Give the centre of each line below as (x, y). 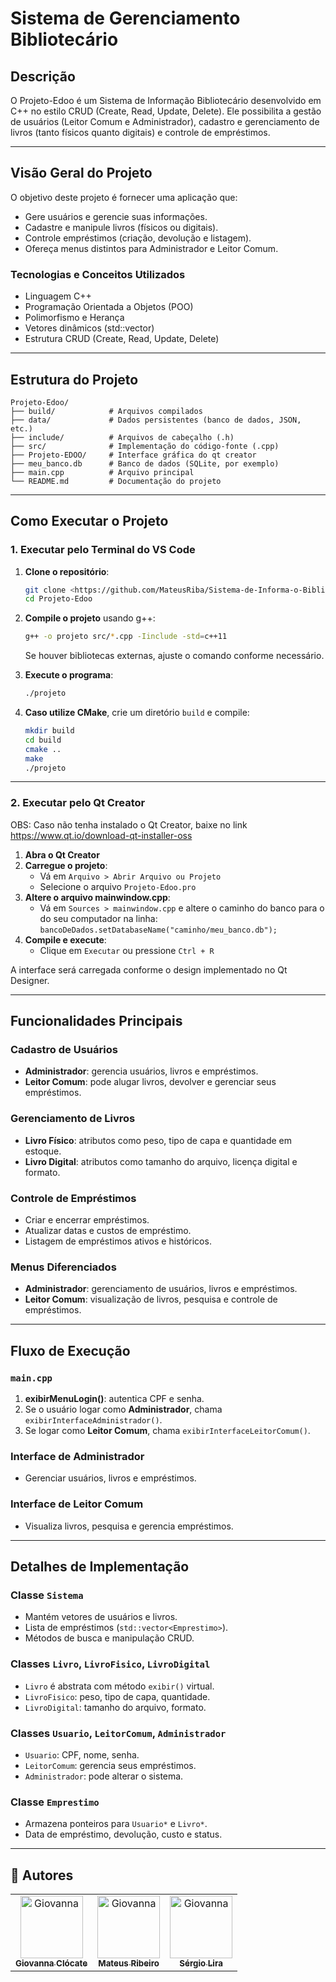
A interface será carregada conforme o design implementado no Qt (149, 969)
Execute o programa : (69, 675)
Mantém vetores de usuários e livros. (101, 1617)
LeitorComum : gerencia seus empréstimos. (110, 1765)
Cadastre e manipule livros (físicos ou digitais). (121, 227)
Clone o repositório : (67, 571)
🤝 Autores (42, 1875)
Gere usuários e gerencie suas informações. (116, 216)
